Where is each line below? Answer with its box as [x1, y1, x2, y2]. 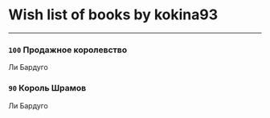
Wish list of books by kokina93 [8, 6, 219, 24]
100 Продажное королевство [8, 44, 127, 55]
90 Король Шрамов [8, 83, 87, 94]
